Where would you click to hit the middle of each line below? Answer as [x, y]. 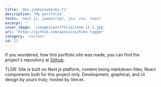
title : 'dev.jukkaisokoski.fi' [37, 9]
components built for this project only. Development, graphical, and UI [75, 74]
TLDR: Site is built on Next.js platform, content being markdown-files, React [80, 69]
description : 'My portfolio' [34, 14]
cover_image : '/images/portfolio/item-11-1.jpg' [55, 28]
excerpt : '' [17, 23]
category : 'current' [26, 37]
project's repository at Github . [35, 60]
